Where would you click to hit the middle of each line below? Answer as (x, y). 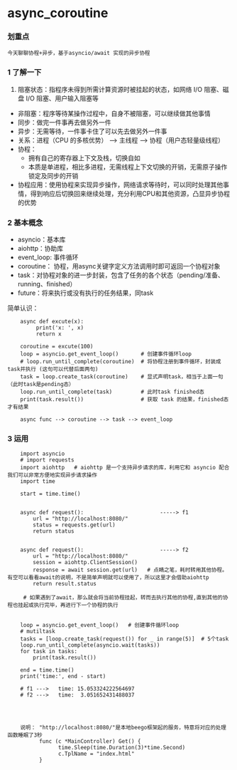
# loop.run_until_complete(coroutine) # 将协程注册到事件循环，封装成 (121, 362)
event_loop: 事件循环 (48, 257)
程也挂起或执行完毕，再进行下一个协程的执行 (63, 605)
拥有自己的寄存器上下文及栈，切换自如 (84, 157)
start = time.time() (50, 494)
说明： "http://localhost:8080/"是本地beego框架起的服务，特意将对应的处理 (123, 728)
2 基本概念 (25, 222)
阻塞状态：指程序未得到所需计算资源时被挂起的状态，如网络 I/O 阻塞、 (120, 89)
